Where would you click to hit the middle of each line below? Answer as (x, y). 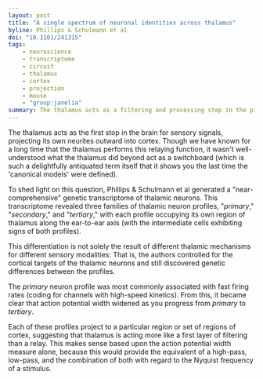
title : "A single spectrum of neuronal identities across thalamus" (122, 23)
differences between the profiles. (62, 271)
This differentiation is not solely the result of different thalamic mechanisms (130, 246)
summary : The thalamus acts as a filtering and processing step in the (127, 111)
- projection (43, 88)
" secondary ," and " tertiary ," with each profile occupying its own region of (127, 214)
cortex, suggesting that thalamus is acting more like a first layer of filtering (128, 335)
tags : (17, 45)
